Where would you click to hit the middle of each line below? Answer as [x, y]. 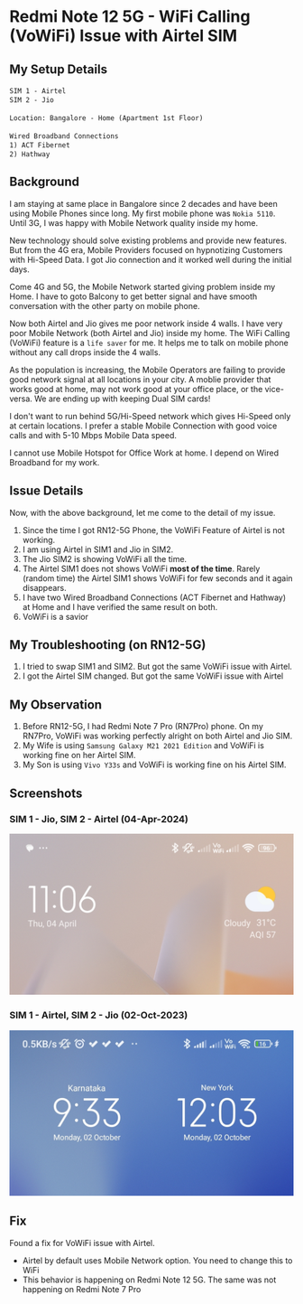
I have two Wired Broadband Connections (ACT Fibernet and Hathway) [154, 597]
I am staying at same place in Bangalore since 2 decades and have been [143, 203]
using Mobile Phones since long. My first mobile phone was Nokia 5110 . [142, 213]
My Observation [55, 704]
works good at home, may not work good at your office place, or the [136, 389]
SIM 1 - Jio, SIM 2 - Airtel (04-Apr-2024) [99, 819]
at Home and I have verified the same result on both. [120, 606]
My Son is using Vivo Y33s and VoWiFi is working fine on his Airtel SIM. [154, 765]
